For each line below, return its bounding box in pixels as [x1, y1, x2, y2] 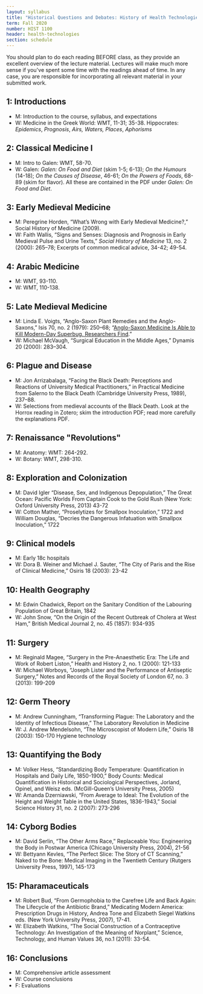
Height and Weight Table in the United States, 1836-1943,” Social [14, 798, 177, 805]
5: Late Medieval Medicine [6, 302, 108, 312]
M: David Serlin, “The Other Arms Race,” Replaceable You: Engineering [14, 837, 192, 845]
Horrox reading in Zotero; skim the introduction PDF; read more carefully [14, 408, 196, 416]
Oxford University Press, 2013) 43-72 [14, 502, 109, 509]
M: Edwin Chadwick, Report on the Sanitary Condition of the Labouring [14, 601, 192, 608]
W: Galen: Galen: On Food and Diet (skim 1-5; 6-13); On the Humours [14, 166, 187, 173]
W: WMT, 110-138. [14, 284, 60, 291]
